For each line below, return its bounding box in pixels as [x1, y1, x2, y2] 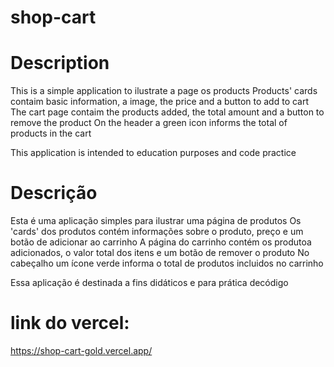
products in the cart [10, 127, 92, 140]
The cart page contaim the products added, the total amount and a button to [10, 106, 325, 118]
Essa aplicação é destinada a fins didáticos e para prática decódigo [10, 277, 289, 289]
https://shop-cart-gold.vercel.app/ [10, 345, 153, 356]
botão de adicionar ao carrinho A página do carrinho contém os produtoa [10, 236, 312, 248]
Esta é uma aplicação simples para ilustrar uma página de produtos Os [10, 215, 302, 227]
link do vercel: [10, 312, 130, 335]
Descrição [10, 182, 98, 205]
